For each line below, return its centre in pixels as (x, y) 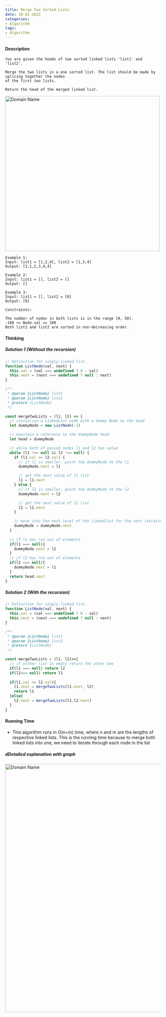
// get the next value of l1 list (54, 475)
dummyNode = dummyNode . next (43, 526)
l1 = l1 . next (32, 480)
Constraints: (19, 310)
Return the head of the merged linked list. (52, 90)
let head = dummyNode (32, 439)
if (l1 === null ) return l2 (37, 668)
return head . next (27, 576)
